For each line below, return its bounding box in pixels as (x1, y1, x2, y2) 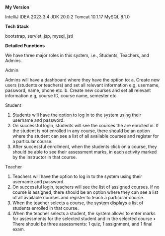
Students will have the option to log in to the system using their (12, 112, 142, 118)
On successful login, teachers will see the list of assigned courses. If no (12, 184, 160, 190)
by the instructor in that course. (12, 154, 77, 160)
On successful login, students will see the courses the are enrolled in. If (12, 123, 159, 128)
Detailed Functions (5, 43, 45, 49)
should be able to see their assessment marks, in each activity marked (12, 149, 157, 155)
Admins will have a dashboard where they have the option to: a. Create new (5, 77, 160, 82)
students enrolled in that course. (12, 205, 79, 211)
